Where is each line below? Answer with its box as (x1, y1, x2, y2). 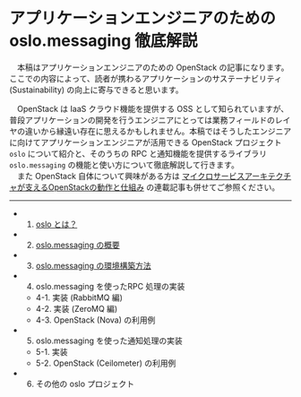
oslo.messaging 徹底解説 (9, 30, 198, 51)
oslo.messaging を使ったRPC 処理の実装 (35, 280, 185, 291)
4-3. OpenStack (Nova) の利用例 (35, 315, 156, 325)
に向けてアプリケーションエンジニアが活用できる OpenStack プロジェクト (9, 136, 282, 148)
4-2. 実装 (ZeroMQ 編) (35, 303, 118, 314)
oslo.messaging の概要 (35, 239, 121, 250)
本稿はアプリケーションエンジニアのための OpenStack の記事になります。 (16, 62, 289, 73)
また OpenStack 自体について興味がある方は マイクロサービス (16, 170, 245, 181)
